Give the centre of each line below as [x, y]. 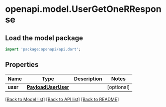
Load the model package [44, 38]
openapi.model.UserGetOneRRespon [83, 9]
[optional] [119, 87]
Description [88, 79]
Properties [22, 65]
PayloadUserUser [48, 87]
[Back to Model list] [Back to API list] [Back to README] [62, 99]
